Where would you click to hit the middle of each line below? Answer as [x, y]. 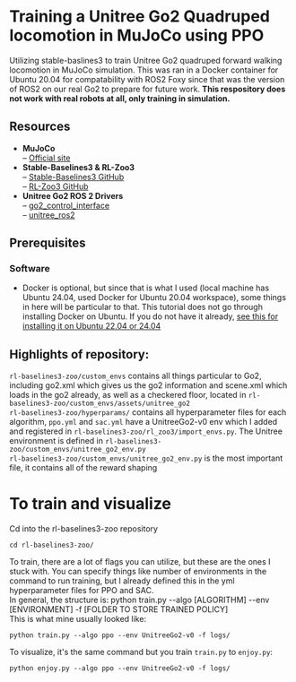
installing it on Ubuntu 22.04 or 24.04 [91, 326]
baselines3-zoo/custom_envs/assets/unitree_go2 [100, 404]
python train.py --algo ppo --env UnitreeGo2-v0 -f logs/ [120, 635]
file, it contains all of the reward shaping [83, 468]
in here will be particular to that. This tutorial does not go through [142, 307]
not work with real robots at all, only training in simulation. [120, 98]
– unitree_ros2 [48, 215]
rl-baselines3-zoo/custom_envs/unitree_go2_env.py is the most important [146, 458]
